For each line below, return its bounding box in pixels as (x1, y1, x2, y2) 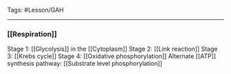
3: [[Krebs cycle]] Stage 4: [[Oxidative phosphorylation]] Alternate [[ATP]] (7, 52, 217, 60)
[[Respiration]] (7, 29, 57, 38)
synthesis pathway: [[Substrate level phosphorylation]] (7, 60, 163, 68)
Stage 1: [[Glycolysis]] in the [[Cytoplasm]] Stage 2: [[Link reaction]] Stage (7, 45, 218, 53)
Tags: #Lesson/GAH (7, 6, 64, 14)
